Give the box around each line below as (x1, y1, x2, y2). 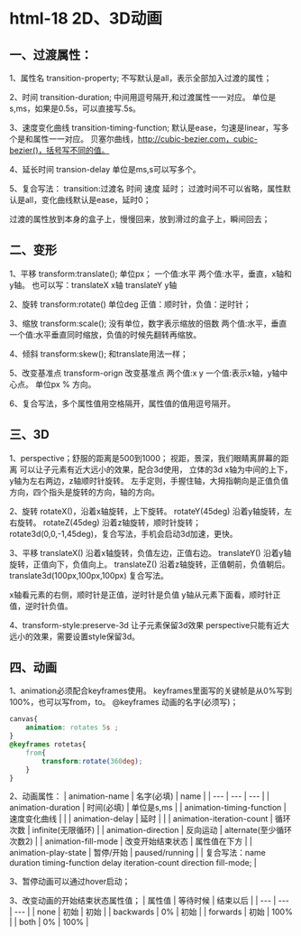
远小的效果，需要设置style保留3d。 (9, 631, 140, 642)
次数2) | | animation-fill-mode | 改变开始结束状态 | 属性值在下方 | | (9, 836, 252, 847)
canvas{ (9, 715, 39, 724)
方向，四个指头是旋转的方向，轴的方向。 (9, 487, 160, 497)
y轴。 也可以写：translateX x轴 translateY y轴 (9, 279, 178, 290)
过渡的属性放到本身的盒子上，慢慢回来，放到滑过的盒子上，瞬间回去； (9, 214, 270, 224)
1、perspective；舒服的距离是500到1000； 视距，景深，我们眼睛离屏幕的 (9, 452, 281, 463)
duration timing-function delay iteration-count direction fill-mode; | (9, 857, 257, 868)
